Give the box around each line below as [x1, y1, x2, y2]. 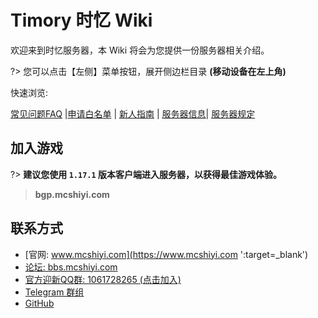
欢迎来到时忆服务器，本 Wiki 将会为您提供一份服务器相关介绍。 [10, 44, 270, 56]
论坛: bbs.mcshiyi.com [24, 261, 118, 273]
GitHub [24, 297, 55, 309]
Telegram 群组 [24, 286, 85, 298]
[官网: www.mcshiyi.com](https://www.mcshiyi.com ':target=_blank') [24, 248, 309, 260]
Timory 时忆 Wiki [10, 9, 153, 32]
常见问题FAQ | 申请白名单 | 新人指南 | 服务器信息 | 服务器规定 [10, 107, 256, 120]
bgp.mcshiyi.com [34, 188, 110, 200]
